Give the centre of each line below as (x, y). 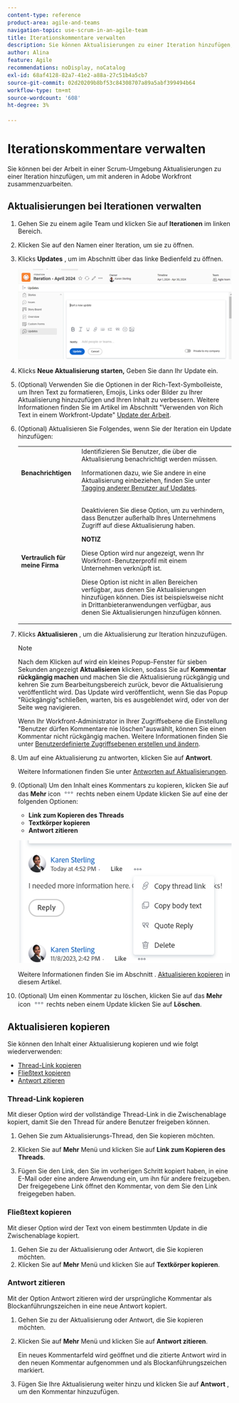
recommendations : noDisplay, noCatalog (67, 68)
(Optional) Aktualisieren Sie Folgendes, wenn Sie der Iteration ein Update (124, 429)
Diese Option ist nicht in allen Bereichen (139, 582)
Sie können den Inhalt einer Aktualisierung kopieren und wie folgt (103, 1044)
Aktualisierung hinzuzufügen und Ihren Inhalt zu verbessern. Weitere (118, 399)
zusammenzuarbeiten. (40, 184)
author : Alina (28, 53)
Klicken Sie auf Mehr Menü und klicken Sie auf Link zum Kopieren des (122, 1150)
